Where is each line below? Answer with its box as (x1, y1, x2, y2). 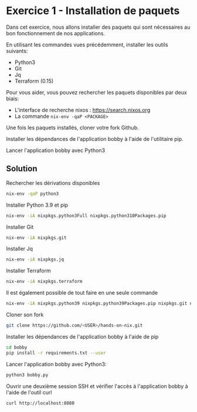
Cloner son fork (6, 311, 44, 318)
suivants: (6, 47, 28, 54)
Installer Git (6, 223, 34, 230)
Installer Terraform (6, 267, 51, 274)
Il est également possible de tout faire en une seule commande (6, 289, 158, 296)
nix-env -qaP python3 (6, 191, 59, 197)
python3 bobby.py (6, 372, 49, 378)
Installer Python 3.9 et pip (6, 201, 69, 208)
